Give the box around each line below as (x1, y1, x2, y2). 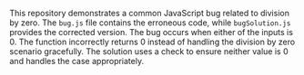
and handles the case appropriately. (9, 56, 144, 66)
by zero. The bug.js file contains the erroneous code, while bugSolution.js (9, 17, 291, 28)
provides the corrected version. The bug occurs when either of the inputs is (9, 27, 294, 37)
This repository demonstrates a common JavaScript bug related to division (9, 8, 289, 18)
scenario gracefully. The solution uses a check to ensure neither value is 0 (9, 46, 289, 57)
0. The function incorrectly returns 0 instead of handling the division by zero (9, 36, 296, 47)
